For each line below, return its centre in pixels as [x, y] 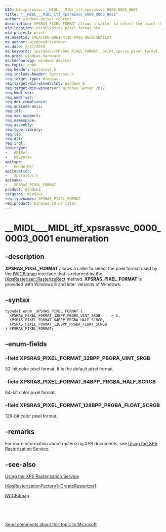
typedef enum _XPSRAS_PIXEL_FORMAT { [44, 311]
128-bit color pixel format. [31, 416]
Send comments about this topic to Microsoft [51, 525]
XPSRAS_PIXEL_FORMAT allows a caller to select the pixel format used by [81, 269]
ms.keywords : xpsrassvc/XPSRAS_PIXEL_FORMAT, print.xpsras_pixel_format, [83, 51]
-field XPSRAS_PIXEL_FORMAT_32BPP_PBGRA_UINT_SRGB [78, 358]
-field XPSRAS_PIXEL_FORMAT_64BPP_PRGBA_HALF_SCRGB [81, 381]
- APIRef [16, 153]
